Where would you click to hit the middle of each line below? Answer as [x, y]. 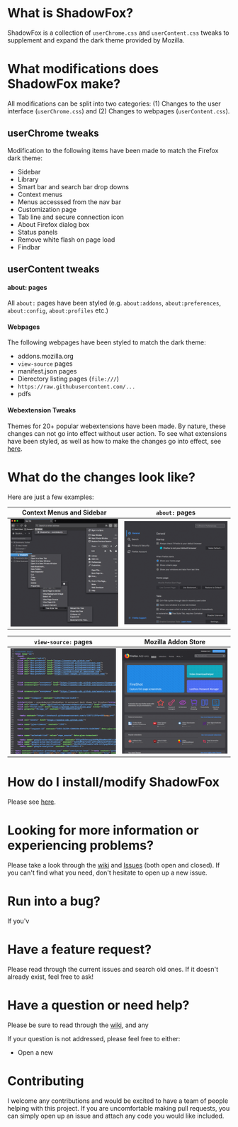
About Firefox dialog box [53, 224]
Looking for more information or [103, 830]
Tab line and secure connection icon [70, 217]
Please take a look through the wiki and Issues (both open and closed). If [114, 865]
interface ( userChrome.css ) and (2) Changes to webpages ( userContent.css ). [119, 111]
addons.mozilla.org [46, 357]
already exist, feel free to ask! [51, 977]
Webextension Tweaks [42, 410]
